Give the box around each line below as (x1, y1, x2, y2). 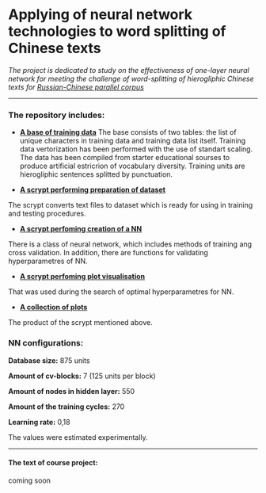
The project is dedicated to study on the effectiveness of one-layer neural (8, 65, 249, 75)
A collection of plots (19, 303, 88, 312)
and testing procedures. (8, 208, 87, 219)
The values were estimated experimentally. (8, 432, 148, 441)
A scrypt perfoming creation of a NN (19, 224, 142, 234)
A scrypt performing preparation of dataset (19, 185, 166, 195)
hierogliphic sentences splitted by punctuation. (19, 170, 173, 179)
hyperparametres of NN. (8, 256, 89, 266)
